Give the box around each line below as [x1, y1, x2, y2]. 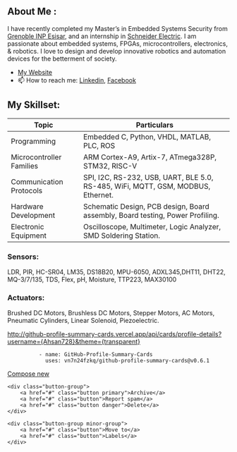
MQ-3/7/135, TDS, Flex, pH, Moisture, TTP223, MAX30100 [7, 275, 177, 283]
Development [11, 210, 55, 220]
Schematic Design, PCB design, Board [83, 201, 209, 211]
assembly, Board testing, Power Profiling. [83, 210, 220, 220]
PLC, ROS [83, 140, 116, 150]
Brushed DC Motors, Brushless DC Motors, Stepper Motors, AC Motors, [7, 309, 215, 317]
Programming [11, 136, 56, 146]
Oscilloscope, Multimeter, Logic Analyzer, [83, 221, 221, 231]
